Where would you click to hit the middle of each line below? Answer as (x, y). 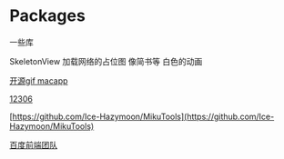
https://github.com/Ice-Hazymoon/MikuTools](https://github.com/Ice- (143, 116)
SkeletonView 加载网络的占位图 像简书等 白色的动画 (106, 61)
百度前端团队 (33, 144)
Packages (48, 16)
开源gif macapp (39, 80)
